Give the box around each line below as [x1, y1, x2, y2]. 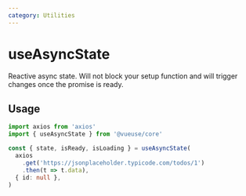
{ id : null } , [15, 173, 61, 181]
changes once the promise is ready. [8, 79, 124, 89]
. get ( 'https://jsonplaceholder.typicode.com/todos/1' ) [22, 158, 205, 167]
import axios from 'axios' [8, 123, 96, 131]
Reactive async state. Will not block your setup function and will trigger [8, 71, 238, 81]
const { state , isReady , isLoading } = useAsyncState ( [8, 144, 191, 153]
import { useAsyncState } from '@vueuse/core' [8, 130, 163, 138]
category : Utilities [8, 11, 76, 20]
